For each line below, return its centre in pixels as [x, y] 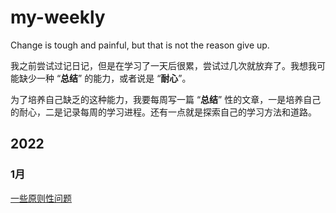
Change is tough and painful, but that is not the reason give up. [140, 45]
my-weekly [58, 17]
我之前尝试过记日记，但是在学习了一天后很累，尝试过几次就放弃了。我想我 [163, 65]
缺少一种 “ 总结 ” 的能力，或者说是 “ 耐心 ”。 [105, 78]
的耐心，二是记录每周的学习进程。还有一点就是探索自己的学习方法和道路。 [163, 112]
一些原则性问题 [41, 198]
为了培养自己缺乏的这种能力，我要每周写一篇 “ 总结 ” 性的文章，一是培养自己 [166, 99]
